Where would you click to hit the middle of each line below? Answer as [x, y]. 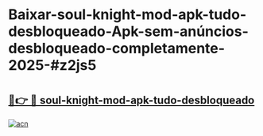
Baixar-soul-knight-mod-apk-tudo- [128, 15]
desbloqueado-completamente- [116, 49]
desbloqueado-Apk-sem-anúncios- [128, 31]
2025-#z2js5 [52, 66]
